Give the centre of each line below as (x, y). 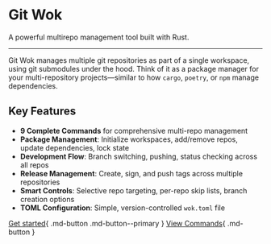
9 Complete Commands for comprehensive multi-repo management (134, 130)
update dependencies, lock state (75, 147)
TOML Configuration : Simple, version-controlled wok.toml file (123, 208)
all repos (34, 165)
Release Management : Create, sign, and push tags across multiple (131, 173)
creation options (47, 199)
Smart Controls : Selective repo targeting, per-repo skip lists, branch (133, 190)
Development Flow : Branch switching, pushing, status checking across (139, 156)
